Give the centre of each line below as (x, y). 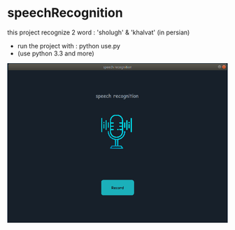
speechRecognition (65, 13)
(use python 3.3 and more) (56, 53)
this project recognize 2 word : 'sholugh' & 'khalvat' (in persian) (99, 32)
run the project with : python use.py (69, 46)
